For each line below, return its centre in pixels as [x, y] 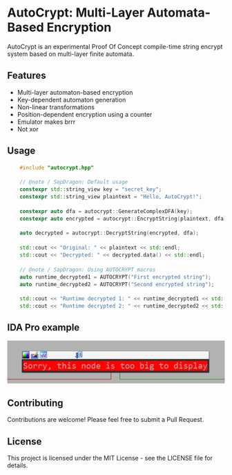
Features [27, 76]
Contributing [35, 403]
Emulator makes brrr [46, 122]
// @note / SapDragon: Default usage [74, 182]
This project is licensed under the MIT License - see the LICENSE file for [110, 458]
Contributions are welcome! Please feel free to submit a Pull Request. [106, 420]
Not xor [28, 129]
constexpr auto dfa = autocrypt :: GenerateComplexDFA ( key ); [106, 211]
